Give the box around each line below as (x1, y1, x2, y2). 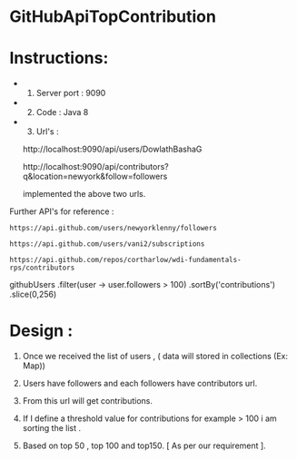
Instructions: (9, 48, 109, 69)
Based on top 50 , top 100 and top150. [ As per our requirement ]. (22, 440, 266, 451)
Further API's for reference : (9, 206, 114, 217)
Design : (9, 320, 74, 341)
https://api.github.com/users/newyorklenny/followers (9, 224, 218, 233)
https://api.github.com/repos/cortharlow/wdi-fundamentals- (9, 256, 243, 265)
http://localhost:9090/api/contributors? (22, 161, 170, 172)
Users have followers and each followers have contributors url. (22, 378, 258, 389)
